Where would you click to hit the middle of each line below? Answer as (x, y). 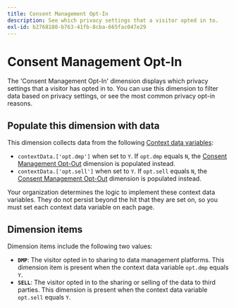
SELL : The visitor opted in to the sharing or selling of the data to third (117, 282)
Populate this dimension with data (83, 126)
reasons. (20, 103)
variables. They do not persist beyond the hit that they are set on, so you (113, 200)
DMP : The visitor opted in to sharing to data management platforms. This (121, 259)
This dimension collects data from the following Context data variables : (110, 143)
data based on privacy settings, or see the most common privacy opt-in (111, 96)
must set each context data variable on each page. (81, 207)
